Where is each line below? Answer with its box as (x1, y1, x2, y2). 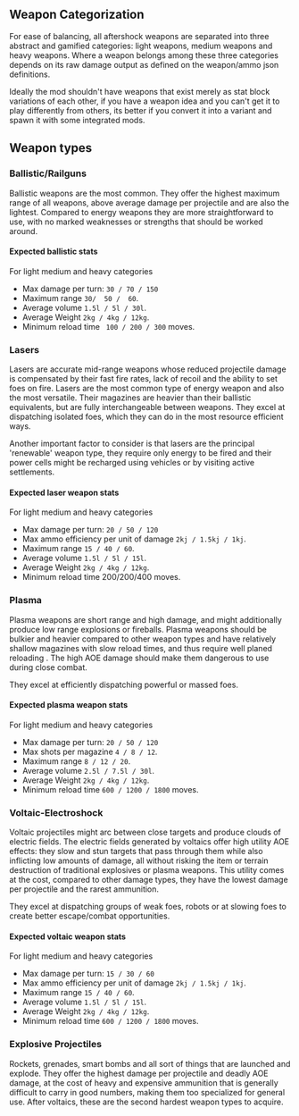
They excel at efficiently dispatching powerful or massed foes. (9, 679, 239, 690)
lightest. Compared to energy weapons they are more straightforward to (9, 206, 274, 217)
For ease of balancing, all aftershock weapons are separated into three (9, 30, 270, 41)
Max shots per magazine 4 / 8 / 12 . (21, 746, 158, 757)
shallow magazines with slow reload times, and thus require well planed (9, 642, 273, 653)
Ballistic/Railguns (9, 167, 87, 180)
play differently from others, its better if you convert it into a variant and (9, 105, 272, 115)
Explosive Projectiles (9, 1038, 103, 1051)
